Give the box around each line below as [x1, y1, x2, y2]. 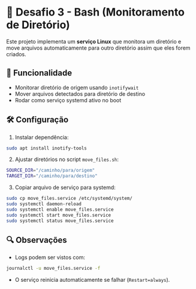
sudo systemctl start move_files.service [6, 212, 111, 218]
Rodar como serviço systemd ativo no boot [14, 96, 122, 104]
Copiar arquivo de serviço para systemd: [14, 184, 116, 191]
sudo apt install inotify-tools [6, 145, 87, 151]
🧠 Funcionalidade [6, 68, 73, 78]
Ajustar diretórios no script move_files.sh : [14, 156, 119, 163]
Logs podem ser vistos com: [14, 254, 86, 261]
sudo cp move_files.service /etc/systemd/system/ [6, 196, 133, 202]
